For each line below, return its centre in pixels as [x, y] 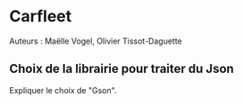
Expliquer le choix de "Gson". [63, 90]
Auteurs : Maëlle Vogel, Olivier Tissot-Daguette [96, 41]
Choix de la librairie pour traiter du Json [121, 69]
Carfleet [41, 16]
